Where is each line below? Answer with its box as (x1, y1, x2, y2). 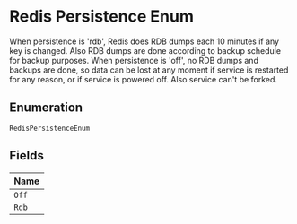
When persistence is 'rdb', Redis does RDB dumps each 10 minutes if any (9, 36, 280, 47)
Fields (9, 148, 45, 163)
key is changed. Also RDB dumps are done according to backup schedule (9, 45, 281, 56)
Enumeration (9, 100, 83, 116)
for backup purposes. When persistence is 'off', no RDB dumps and (9, 55, 258, 65)
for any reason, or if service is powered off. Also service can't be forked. (9, 73, 278, 84)
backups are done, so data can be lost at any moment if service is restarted (9, 65, 289, 75)
